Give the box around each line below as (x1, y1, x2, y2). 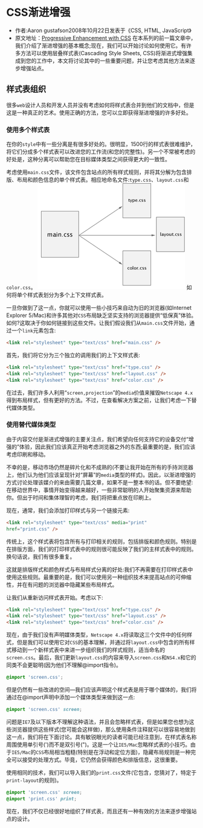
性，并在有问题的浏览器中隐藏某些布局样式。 (6, 581, 118, 588)
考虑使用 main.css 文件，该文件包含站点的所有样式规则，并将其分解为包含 (6, 169, 187, 176)
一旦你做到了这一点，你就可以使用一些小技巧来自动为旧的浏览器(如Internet (6, 304, 192, 312)
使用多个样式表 (6, 125, 50, 134)
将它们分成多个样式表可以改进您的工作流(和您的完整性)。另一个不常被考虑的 (6, 148, 196, 155)
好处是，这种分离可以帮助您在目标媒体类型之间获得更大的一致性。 (6, 156, 170, 163)
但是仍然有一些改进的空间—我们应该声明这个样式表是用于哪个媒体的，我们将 (6, 686, 197, 693)
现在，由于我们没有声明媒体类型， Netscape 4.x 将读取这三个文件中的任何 (6, 631, 187, 638)
